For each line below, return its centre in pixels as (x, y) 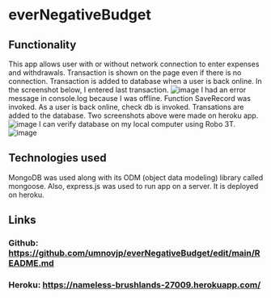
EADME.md (31, 263)
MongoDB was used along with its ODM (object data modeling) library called (136, 177)
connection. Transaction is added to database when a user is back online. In (135, 81)
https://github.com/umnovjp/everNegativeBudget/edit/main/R (134, 254)
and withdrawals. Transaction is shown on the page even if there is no (125, 73)
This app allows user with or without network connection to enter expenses (134, 64)
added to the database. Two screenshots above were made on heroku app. (133, 115)
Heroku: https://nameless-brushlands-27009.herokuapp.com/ (135, 285)
